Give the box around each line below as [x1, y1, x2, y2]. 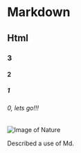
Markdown [7, 4, 71, 20]
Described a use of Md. [7, 139, 75, 147]
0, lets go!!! [7, 104, 39, 112]
